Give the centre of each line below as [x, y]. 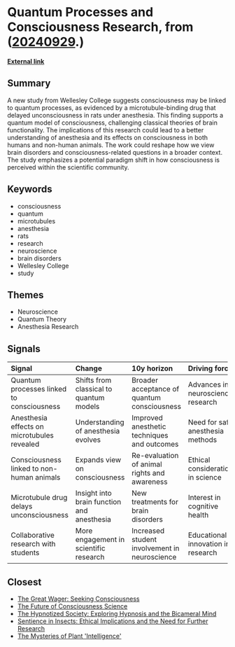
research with [33, 544]
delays [22, 506]
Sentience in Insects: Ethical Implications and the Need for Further [113, 621]
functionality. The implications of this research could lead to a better [106, 130]
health [198, 515]
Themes [26, 295]
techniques [150, 436]
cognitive [203, 506]
